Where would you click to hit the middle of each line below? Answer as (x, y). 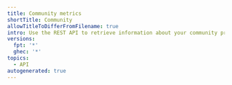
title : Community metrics (44, 13)
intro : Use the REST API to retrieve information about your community (112, 33)
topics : (18, 58)
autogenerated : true (37, 71)
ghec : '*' (27, 52)
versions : (21, 39)
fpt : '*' (26, 45)
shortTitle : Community (40, 20)
